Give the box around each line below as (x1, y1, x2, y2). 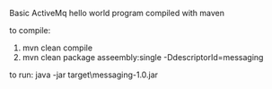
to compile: (9, 25, 51, 35)
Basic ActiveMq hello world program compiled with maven (9, 8, 225, 18)
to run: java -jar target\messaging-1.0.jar (9, 69, 159, 80)
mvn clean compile (22, 42, 92, 53)
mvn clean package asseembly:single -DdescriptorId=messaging (22, 52, 264, 62)
